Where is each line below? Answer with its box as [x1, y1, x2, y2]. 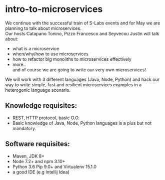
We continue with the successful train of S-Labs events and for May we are [5, 20, 160, 26]
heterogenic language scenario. [5, 87, 71, 93]
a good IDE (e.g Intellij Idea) [12, 169, 70, 175]
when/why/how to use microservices [12, 51, 88, 57]
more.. [12, 61, 26, 67]
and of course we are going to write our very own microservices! [12, 66, 146, 73]
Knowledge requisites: [5, 101, 77, 110]
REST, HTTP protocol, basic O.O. [12, 115, 80, 121]
